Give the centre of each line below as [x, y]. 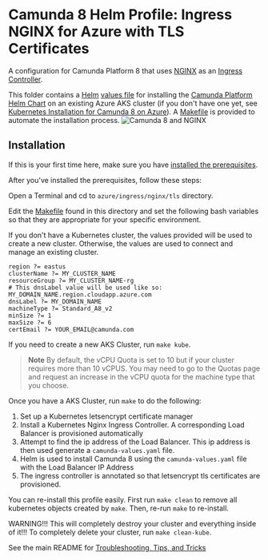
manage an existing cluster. [54, 252]
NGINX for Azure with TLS [96, 32]
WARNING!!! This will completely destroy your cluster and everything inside [132, 523]
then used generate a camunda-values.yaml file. [97, 450]
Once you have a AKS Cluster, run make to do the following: [105, 400]
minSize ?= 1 [30, 316]
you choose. [48, 385]
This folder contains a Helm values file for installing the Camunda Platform [131, 94]
